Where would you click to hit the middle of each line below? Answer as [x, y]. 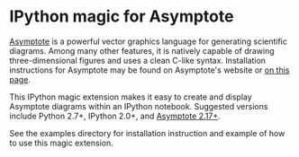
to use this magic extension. [62, 143]
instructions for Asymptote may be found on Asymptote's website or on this [149, 70]
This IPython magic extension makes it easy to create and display [131, 97]
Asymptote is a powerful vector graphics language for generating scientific [149, 41]
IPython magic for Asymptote [122, 17]
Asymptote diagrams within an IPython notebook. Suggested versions [139, 106]
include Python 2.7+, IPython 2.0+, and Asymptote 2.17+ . [115, 116]
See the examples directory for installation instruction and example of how [147, 133]
